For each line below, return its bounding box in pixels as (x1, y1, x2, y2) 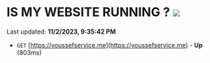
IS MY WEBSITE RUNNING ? (6, 4, 171, 20)
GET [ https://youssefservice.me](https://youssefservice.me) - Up (16, 41, 203, 49)
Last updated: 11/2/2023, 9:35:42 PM (6, 27, 116, 36)
